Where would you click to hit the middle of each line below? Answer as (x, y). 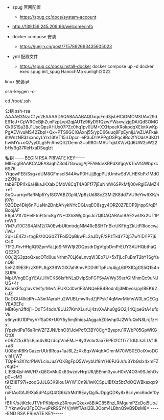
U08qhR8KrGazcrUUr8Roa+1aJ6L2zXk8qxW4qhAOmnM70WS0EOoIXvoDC (82, 351)
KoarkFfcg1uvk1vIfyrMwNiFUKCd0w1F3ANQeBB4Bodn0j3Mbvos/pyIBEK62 (81, 288)
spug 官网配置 (26, 7)
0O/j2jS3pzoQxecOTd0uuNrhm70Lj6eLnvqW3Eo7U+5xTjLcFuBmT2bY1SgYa (82, 257)
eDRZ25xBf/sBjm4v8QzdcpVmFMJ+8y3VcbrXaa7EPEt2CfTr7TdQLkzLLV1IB (81, 340)
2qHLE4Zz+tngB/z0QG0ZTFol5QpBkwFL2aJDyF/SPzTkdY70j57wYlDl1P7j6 (81, 236)
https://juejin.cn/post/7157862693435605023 (66, 46)
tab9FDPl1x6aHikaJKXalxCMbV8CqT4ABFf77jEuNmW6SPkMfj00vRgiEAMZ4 (82, 184)
